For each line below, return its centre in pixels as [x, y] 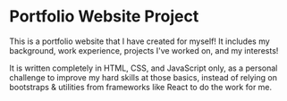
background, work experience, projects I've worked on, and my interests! [144, 50]
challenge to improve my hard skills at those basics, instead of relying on [143, 77]
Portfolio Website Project [104, 17]
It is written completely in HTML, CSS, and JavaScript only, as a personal [143, 68]
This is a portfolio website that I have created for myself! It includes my [139, 41]
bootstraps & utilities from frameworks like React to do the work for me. [141, 87]
